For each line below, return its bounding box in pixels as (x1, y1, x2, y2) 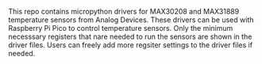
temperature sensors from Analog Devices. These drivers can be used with (8, 15, 254, 24)
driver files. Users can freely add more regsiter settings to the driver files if (8, 40, 252, 50)
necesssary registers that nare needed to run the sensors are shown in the (8, 32, 252, 41)
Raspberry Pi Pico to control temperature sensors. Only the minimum (8, 24, 233, 32)
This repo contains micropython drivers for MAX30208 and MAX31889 (8, 7, 240, 16)
